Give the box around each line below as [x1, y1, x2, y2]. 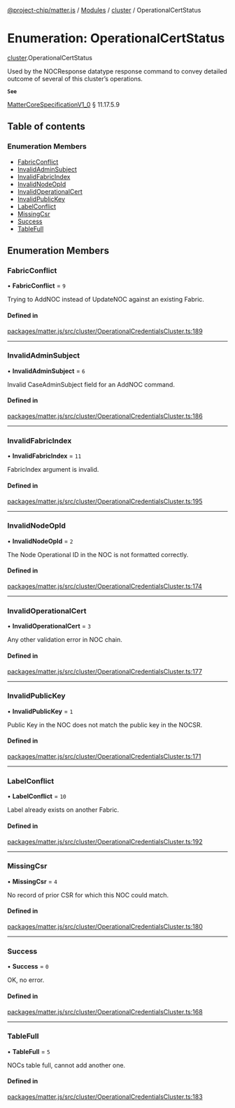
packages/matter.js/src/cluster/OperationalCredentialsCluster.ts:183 [7, 1093, 203, 1101]
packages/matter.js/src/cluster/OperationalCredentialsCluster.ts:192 [7, 837, 203, 846]
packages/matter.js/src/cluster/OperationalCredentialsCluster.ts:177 [7, 667, 203, 675]
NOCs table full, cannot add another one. [7, 1060, 126, 1070]
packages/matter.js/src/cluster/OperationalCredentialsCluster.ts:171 [7, 752, 201, 761]
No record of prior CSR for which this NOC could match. [7, 890, 169, 899]
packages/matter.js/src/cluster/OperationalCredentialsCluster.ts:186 [7, 412, 203, 421]
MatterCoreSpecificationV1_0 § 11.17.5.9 [7, 100, 120, 108]
